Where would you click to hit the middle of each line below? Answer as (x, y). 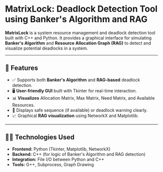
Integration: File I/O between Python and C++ (58, 159)
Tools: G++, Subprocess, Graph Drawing (53, 164)
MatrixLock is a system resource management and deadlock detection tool (80, 33)
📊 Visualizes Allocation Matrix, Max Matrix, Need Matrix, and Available (83, 98)
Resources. (23, 105)
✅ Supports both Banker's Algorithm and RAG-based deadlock (76, 80)
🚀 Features (22, 68)
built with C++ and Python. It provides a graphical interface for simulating (78, 38)
